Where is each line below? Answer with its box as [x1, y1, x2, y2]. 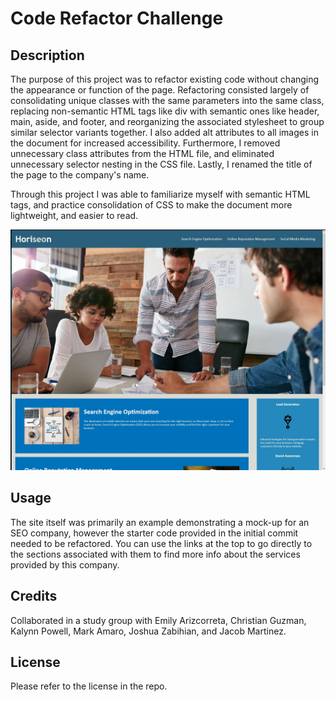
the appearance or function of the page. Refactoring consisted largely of [10, 84, 310, 96]
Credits [10, 588, 58, 605]
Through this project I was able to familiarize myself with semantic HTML [10, 188, 311, 200]
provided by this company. [10, 558, 120, 571]
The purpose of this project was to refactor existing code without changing [10, 73, 320, 85]
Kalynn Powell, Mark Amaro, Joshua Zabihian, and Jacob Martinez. [10, 625, 287, 637]
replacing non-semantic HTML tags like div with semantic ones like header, [10, 105, 320, 117]
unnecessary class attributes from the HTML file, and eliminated [10, 148, 275, 159]
